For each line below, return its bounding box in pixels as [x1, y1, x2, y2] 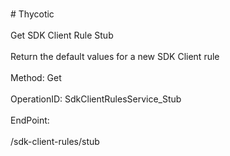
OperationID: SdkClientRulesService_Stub [10, 93, 182, 105]
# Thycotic [10, 8, 55, 20]
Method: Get [10, 72, 62, 83]
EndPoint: [10, 114, 50, 126]
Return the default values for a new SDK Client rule [10, 51, 220, 62]
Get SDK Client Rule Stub [10, 29, 114, 41]
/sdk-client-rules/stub [10, 136, 100, 147]
